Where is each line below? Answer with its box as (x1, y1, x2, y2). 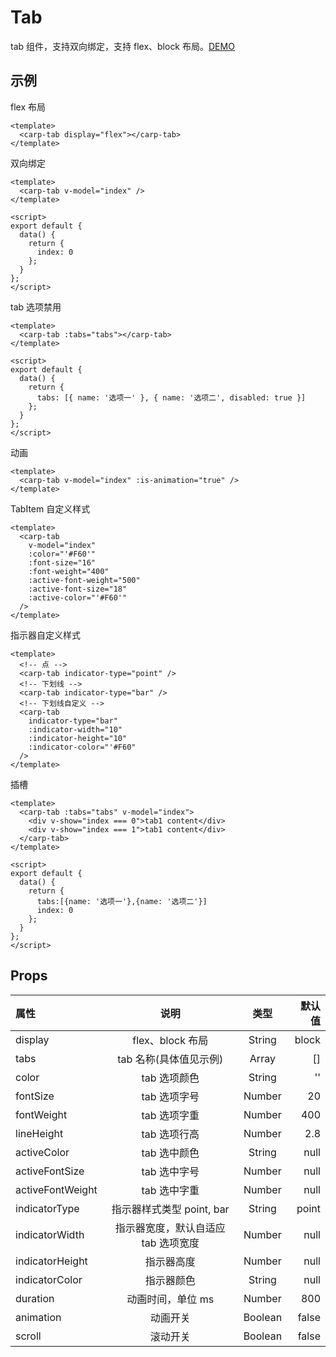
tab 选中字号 (141, 1164, 200, 1178)
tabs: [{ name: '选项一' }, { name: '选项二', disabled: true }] (36, 392, 307, 403)
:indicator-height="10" (28, 733, 128, 743)
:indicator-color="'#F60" (28, 742, 137, 752)
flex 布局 (10, 101, 46, 113)
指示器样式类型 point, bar (111, 1202, 230, 1216)
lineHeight (15, 1126, 64, 1140)
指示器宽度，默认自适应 (114, 1221, 226, 1235)
